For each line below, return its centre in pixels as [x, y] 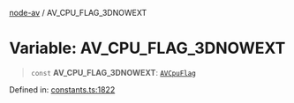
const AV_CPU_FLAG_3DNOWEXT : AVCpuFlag [113, 72]
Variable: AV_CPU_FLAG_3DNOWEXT [147, 48]
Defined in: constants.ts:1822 [62, 89]
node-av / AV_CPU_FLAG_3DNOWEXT [78, 13]
